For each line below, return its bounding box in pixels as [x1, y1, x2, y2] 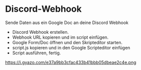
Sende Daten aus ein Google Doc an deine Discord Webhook [5, 20, 129, 25]
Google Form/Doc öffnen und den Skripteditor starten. [12, 39, 123, 45]
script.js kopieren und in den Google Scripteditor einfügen [12, 45, 131, 50]
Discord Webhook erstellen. [12, 29, 69, 35]
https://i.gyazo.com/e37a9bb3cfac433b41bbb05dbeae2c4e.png [5, 59, 137, 65]
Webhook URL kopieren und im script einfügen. [12, 34, 109, 40]
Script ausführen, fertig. [12, 50, 61, 56]
